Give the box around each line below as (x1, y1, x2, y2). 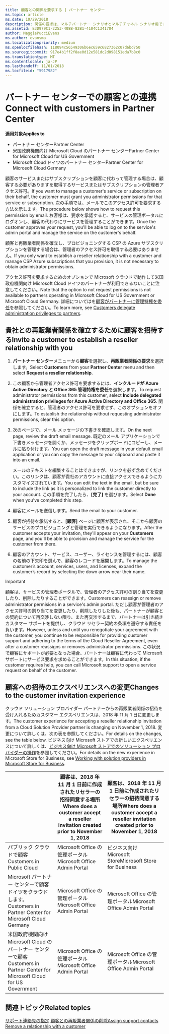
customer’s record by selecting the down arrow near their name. (12, 568, 146, 575)
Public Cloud (8, 864, 38, 871)
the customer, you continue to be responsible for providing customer (5, 632, 148, 638)
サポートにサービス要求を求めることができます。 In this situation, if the (5, 656, 151, 662)
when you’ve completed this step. (12, 497, 83, 503)
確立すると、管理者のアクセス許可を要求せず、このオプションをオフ (21, 404, 162, 410)
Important (5, 578, 26, 584)
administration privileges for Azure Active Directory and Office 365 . (12, 398, 157, 404)
